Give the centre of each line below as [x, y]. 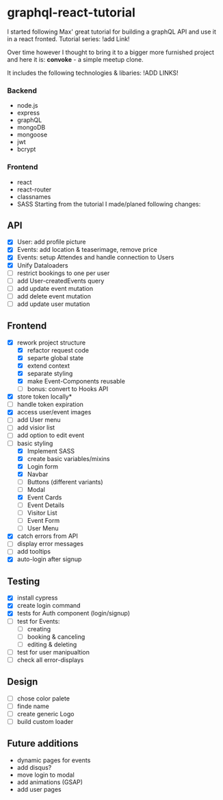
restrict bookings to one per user [63, 273]
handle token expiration [50, 404]
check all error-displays [50, 659]
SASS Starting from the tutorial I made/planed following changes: [109, 204]
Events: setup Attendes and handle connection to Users [95, 257]
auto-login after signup [49, 559]
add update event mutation [55, 288]
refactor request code [58, 350]
